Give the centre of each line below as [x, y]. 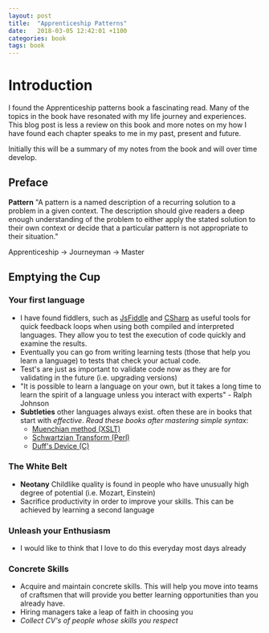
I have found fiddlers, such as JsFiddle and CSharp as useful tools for [135, 318]
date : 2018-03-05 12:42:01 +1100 [68, 31]
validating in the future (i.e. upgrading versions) [99, 377]
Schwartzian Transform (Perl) [81, 437]
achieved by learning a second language [87, 510]
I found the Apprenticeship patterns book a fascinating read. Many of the [129, 108]
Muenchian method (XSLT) [76, 429]
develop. [23, 158]
